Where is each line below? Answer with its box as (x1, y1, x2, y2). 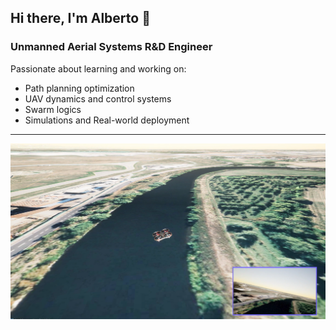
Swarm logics (24, 103, 82, 115)
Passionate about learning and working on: (10, 62, 187, 75)
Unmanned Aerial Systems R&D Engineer (10, 40, 213, 54)
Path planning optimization (24, 82, 135, 94)
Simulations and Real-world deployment (24, 114, 190, 126)
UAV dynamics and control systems (24, 92, 172, 105)
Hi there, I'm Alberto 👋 (10, 10, 151, 27)
